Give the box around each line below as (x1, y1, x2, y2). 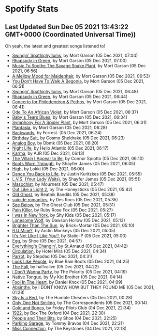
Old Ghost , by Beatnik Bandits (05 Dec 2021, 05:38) (12, 192, 115, 197)
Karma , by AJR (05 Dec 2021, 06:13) (12, 150, 85, 156)
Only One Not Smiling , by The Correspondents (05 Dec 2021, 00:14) (12, 300, 147, 305)
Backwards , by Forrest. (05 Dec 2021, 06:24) (12, 130, 102, 135)
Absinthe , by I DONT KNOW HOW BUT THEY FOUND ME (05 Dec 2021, (12, 285, 155, 290)
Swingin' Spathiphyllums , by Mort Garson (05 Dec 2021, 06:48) (12, 89, 139, 94)
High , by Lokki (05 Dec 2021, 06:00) (12, 166, 85, 172)
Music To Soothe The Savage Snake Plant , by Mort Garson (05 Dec (12, 63, 146, 68)
